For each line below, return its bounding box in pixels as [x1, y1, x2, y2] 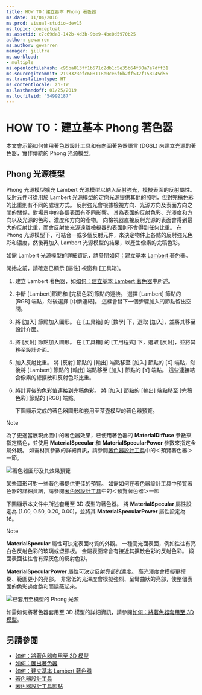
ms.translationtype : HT [6, 76, 66, 82]
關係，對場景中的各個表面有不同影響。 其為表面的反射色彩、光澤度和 [16, 209, 188, 216]
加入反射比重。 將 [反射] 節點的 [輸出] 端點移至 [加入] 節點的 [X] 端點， [14, 358, 191, 366]
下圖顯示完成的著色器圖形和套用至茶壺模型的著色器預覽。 [14, 407, 158, 414]
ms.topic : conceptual [6, 25, 61, 32]
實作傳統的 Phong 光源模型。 [22, 149, 95, 157]
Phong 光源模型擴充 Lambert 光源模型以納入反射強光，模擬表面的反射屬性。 [6, 186, 196, 193]
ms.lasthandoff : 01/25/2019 [6, 87, 77, 94]
